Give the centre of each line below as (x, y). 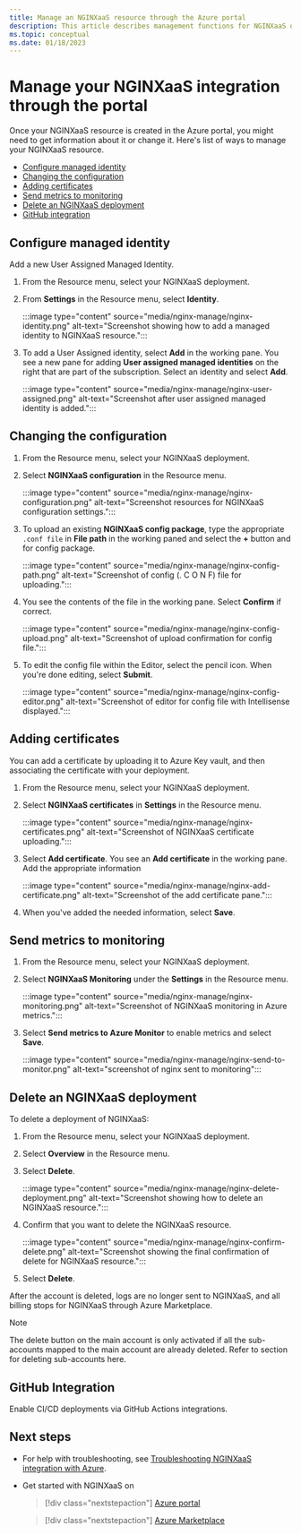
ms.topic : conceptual (50, 34)
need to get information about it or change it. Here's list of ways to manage (148, 141)
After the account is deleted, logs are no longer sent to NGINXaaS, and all (145, 1296)
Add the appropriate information (82, 868)
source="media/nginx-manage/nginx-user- (193, 389)
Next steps (40, 1437)
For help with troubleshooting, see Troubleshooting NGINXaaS (137, 1458)
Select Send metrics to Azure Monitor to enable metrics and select (146, 1033)
